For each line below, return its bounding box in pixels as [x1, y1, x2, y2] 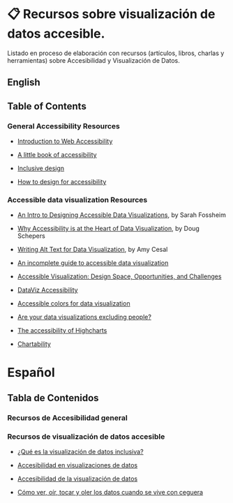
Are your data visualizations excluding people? [17, 313, 152, 322]
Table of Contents [7, 100, 87, 112]
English [7, 77, 40, 89]
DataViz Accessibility [17, 286, 78, 294]
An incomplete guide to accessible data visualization [17, 259, 169, 267]
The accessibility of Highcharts [17, 326, 107, 335]
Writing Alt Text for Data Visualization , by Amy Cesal [17, 246, 168, 254]
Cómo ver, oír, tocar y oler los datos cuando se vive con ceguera [17, 488, 204, 497]
